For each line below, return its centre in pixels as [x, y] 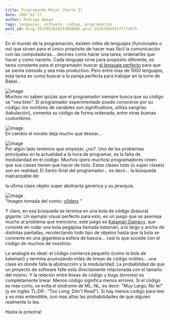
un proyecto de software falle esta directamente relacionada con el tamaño [84, 270]
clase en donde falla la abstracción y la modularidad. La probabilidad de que [85, 264]
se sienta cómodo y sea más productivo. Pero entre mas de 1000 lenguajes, [84, 71]
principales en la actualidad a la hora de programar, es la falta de [73, 154]
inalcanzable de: [22, 176]
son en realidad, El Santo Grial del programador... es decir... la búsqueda [81, 171]
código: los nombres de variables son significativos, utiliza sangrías [76, 108]
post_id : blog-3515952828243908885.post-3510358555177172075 [71, 29]
